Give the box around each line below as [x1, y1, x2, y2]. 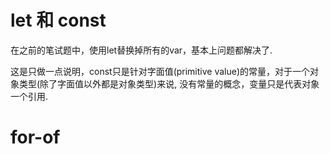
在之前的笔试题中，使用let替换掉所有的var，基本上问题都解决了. [10, 44, 273, 56]
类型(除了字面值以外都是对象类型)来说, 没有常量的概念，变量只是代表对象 [18, 77, 320, 90]
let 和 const [10, 9, 107, 32]
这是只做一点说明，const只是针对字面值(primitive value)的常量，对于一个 [10, 65, 311, 77]
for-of [10, 126, 61, 149]
